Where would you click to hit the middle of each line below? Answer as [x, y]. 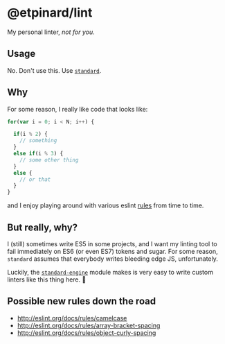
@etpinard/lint [50, 13]
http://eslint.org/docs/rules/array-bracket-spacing [89, 325]
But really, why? [43, 227]
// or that [35, 179]
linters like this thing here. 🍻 [47, 279]
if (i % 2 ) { [31, 134]
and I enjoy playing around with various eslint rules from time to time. [106, 205]
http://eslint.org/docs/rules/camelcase [72, 318]
